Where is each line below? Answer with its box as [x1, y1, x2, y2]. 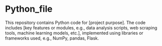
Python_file [5, 3, 53, 15]
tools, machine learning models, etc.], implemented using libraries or [5, 30, 143, 36]
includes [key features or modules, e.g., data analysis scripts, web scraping [5, 24, 158, 30]
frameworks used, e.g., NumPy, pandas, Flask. [5, 35, 99, 41]
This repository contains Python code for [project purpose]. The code [5, 20, 146, 25]
